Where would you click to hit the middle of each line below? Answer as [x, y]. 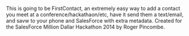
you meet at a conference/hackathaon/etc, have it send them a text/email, [95, 15]
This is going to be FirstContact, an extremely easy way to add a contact [93, 8]
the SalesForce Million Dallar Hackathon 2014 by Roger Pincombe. [85, 27]
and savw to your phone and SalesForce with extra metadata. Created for [94, 21]
